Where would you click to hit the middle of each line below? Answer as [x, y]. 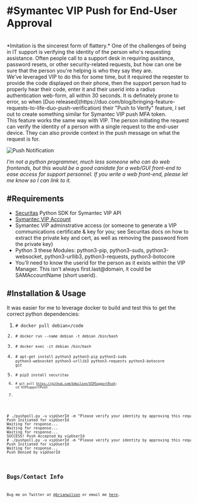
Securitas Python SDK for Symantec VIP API [68, 213]
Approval [29, 23]
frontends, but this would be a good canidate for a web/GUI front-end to [94, 167]
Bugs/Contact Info [35, 477]
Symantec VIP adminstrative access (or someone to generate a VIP [96, 225]
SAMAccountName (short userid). [56, 275]
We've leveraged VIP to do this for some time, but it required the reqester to [98, 77]
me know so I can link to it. [39, 180]
